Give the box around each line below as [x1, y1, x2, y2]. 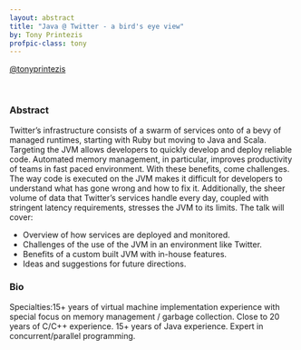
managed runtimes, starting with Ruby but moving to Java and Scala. [9, 134, 267, 145]
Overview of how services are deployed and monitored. [22, 229, 231, 240]
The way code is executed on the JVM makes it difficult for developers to [9, 173, 283, 184]
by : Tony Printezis [9, 30, 83, 39]
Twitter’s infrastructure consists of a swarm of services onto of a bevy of [9, 125, 282, 135]
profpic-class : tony [9, 38, 88, 48]
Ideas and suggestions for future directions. [22, 258, 187, 269]
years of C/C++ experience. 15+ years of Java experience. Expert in [9, 320, 264, 332]
